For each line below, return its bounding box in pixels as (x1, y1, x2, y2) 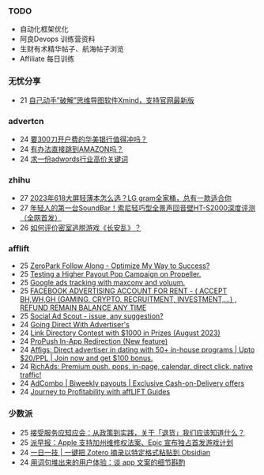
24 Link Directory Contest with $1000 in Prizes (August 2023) (19, 328, 221, 337)
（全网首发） (19, 213, 62, 223)
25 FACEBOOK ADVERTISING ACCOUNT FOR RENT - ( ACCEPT (19, 286, 228, 296)
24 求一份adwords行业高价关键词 (19, 154, 129, 164)
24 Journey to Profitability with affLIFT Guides (19, 387, 171, 397)
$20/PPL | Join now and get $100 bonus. (19, 353, 153, 363)
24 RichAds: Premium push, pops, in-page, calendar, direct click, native (19, 362, 254, 371)
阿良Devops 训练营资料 (19, 34, 96, 44)
